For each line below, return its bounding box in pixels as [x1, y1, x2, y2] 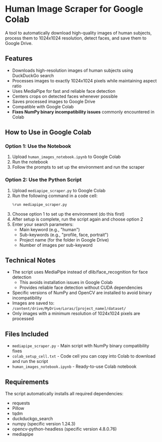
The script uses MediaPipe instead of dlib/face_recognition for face [12, 269, 148, 275]
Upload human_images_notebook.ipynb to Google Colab [12, 154, 121, 160]
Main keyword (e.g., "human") [19, 226, 80, 232]
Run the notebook [12, 159, 48, 165]
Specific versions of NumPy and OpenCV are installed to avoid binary [12, 290, 152, 296]
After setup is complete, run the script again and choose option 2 [12, 216, 143, 222]
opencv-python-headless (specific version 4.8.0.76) [12, 426, 117, 432]
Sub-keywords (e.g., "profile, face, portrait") [19, 232, 109, 238]
